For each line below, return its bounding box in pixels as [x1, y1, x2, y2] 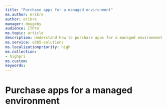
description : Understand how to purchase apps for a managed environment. [5, 35, 165, 40]
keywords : [5, 63, 26, 68]
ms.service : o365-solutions [5, 40, 64, 45]
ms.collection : [5, 49, 37, 54]
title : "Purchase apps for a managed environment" [5, 7, 113, 12]
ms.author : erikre [5, 12, 44, 17]
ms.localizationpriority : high [5, 44, 71, 49]
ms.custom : [5, 58, 28, 63]
